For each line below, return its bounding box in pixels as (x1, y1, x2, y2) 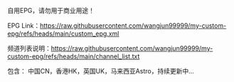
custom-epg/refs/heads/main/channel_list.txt (7, 52, 140, 61)
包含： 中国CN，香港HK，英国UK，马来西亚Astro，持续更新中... (7, 67, 194, 75)
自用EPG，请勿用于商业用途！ (7, 6, 95, 14)
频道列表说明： (7, 44, 51, 52)
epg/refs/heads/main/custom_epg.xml (7, 29, 119, 38)
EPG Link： (7, 21, 41, 30)
